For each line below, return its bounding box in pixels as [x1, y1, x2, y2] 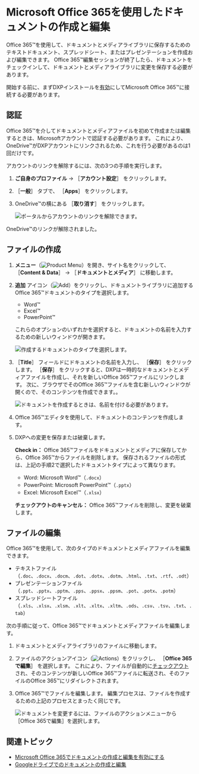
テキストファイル [14, 565, 57, 572]
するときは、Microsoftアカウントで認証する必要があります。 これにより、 [6, 135, 187, 142]
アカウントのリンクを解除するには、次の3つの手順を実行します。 [6, 162, 165, 169]
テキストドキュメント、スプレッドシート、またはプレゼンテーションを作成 [6, 48, 188, 55]
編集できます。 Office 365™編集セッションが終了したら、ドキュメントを [16, 56, 192, 63]
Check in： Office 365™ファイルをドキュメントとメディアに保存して [14, 446, 182, 453]
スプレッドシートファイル [14, 595, 78, 602]
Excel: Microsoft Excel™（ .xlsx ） [23, 489, 105, 496]
